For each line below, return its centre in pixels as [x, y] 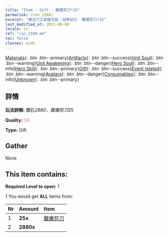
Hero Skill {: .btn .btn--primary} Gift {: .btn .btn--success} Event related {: [89, 68]
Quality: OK [18, 120]
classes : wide [20, 43]
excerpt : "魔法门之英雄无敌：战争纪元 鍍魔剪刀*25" [56, 19]
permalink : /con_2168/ [29, 15]
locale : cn [17, 29]
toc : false [17, 39]
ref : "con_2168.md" [26, 34]
